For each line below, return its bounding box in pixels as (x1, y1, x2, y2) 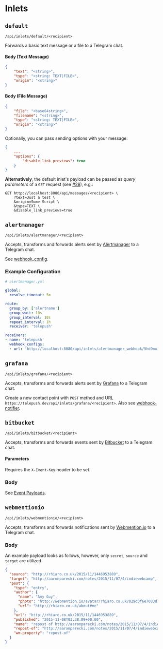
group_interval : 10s (9, 315, 51, 320)
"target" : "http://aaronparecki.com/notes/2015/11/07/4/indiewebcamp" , (9, 576, 158, 581)
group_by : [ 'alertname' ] (9, 305, 60, 311)
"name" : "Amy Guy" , (17, 594, 57, 599)
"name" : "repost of (14, 622, 53, 627)
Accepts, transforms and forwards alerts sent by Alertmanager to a (5, 242, 139, 248)
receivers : (5, 333, 27, 338)
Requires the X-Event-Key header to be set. (5, 466, 91, 473)
